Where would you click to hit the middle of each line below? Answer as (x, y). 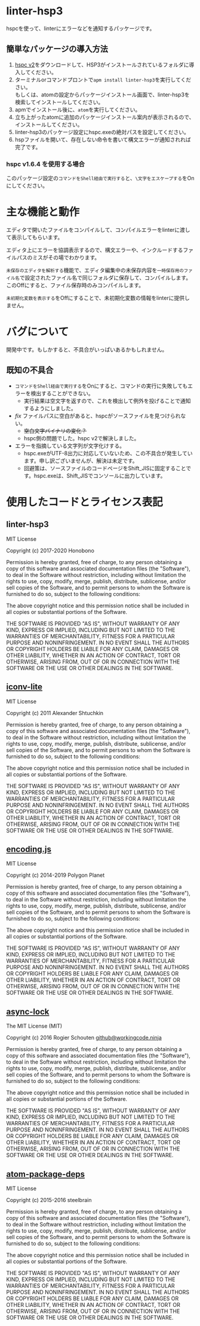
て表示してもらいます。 (35, 237)
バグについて (38, 332)
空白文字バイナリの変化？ (55, 431)
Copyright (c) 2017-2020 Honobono (50, 550)
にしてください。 (27, 186)
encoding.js (29, 849)
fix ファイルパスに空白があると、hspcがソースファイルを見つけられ (98, 416)
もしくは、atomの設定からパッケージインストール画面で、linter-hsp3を (102, 95)
